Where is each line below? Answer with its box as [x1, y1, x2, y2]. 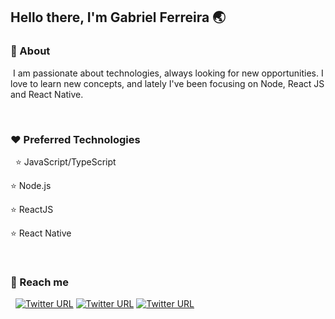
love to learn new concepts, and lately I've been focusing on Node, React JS [10, 77, 325, 89]
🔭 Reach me [10, 275, 69, 289]
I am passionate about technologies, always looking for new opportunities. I [12, 67, 324, 79]
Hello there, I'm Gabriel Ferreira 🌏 [10, 9, 227, 26]
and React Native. [10, 88, 84, 100]
